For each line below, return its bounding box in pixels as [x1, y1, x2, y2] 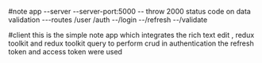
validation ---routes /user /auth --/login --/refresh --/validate [8, 15, 208, 24]
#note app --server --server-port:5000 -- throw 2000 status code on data [8, 7, 252, 16]
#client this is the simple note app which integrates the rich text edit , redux [8, 31, 255, 39]
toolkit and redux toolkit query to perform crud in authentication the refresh [8, 39, 254, 48]
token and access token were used [8, 47, 123, 56]
